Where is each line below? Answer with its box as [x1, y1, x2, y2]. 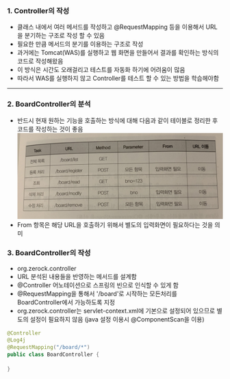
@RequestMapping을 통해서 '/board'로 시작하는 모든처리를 [16, 289, 178, 298]
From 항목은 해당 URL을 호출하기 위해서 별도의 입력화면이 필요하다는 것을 [16, 221, 214, 229]
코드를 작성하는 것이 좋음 [16, 125, 84, 133]
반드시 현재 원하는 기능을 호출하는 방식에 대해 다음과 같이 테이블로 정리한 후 [16, 116, 218, 125]
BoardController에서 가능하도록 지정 [16, 298, 115, 306]
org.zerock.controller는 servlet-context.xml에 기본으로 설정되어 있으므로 [16, 306, 216, 315]
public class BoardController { [7, 351, 99, 358]
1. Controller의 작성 [7, 5, 70, 15]
